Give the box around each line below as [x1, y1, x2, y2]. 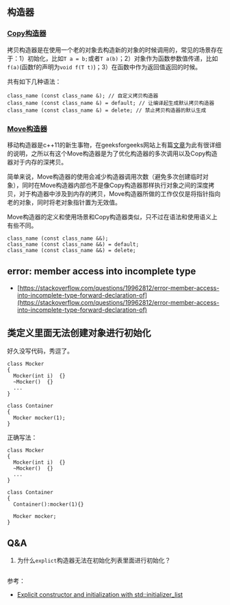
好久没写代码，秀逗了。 [7, 347, 73, 355]
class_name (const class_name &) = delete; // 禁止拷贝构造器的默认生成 [7, 107, 207, 114]
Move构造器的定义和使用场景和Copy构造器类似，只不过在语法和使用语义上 [7, 212, 218, 221]
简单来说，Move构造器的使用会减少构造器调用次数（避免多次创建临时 [7, 172, 203, 180]
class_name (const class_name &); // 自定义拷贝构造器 [7, 92, 159, 99]
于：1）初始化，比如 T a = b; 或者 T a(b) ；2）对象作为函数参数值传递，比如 [7, 54, 218, 62]
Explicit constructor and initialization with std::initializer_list [16, 591, 183, 599]
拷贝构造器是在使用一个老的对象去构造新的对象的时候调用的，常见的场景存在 [7, 45, 223, 53]
